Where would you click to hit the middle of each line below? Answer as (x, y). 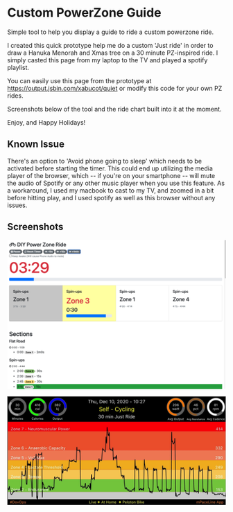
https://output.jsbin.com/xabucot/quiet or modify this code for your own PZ (115, 88)
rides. (15, 96)
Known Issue (36, 144)
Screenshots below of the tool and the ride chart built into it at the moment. (114, 109)
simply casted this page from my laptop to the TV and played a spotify (107, 60)
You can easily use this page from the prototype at (79, 80)
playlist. (18, 67)
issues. (17, 205)
